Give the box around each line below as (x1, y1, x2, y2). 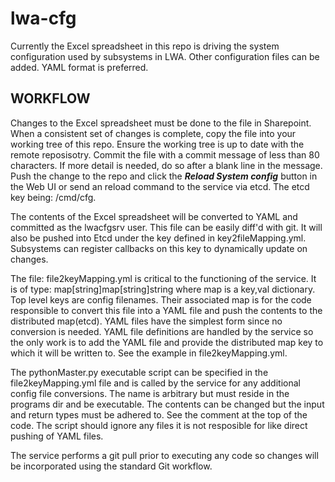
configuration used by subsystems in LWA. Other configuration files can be (10, 50, 320, 62)
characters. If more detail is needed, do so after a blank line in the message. (10, 159, 323, 171)
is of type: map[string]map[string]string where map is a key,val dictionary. (10, 283, 316, 295)
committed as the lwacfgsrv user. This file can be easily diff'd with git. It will (10, 221, 323, 233)
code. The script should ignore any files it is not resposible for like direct (10, 419, 308, 431)
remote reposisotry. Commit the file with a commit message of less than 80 (10, 148, 320, 161)
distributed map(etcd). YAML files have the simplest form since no (10, 315, 283, 327)
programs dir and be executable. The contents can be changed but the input (10, 398, 325, 410)
